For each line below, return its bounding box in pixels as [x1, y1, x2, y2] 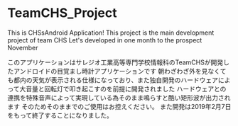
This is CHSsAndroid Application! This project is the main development [7, 28, 215, 37]
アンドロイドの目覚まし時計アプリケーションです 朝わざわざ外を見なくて [13, 67, 227, 75]
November [7, 43, 38, 52]
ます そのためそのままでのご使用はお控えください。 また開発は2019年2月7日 [7, 102, 232, 110]
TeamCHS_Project [7, 5, 117, 21]
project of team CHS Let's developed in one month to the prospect [7, 35, 202, 44]
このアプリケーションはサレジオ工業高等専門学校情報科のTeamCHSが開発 [7, 58, 224, 67]
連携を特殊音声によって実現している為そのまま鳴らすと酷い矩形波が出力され [7, 93, 231, 102]
